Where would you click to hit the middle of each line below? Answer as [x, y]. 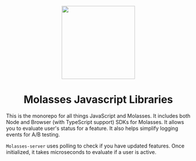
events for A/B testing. [33, 134]
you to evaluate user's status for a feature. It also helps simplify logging [92, 128]
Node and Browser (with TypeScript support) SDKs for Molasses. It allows [95, 122]
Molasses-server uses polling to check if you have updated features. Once [95, 146]
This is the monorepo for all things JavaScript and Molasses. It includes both [98, 116]
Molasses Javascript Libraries [98, 100]
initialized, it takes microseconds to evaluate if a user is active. [81, 152]
